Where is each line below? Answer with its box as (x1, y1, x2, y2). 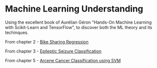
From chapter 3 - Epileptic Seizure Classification (5, 48, 102, 54)
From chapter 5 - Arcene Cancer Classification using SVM (5, 57, 121, 63)
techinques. (5, 29, 29, 35)
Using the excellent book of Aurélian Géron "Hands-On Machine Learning (5, 19, 152, 25)
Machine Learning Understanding (5, 3, 143, 14)
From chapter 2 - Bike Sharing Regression (5, 39, 89, 44)
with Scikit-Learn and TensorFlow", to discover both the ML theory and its (5, 24, 153, 30)
